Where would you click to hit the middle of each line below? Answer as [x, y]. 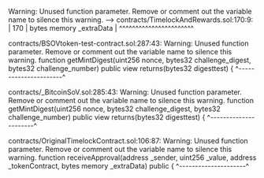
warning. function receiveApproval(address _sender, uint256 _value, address [132, 158]
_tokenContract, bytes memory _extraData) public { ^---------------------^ [129, 166]
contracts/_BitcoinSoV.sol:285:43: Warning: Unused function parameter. [125, 92]
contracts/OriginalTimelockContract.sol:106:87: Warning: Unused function [128, 141]
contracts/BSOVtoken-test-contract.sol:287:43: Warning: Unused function [128, 43]
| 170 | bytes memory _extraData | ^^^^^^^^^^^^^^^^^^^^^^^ [101, 28]
